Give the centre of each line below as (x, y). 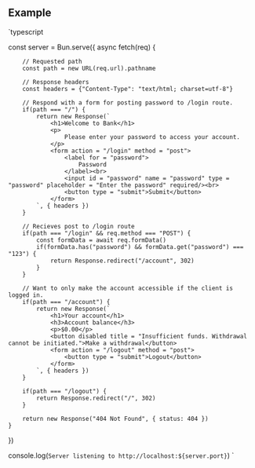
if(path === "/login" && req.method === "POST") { (107, 233)
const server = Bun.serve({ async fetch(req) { (82, 47)
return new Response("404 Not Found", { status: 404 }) (116, 419)
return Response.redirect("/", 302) (96, 398)
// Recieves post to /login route (78, 226)
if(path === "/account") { (66, 302)
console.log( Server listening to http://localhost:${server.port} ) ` (121, 455)
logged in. (26, 295)
